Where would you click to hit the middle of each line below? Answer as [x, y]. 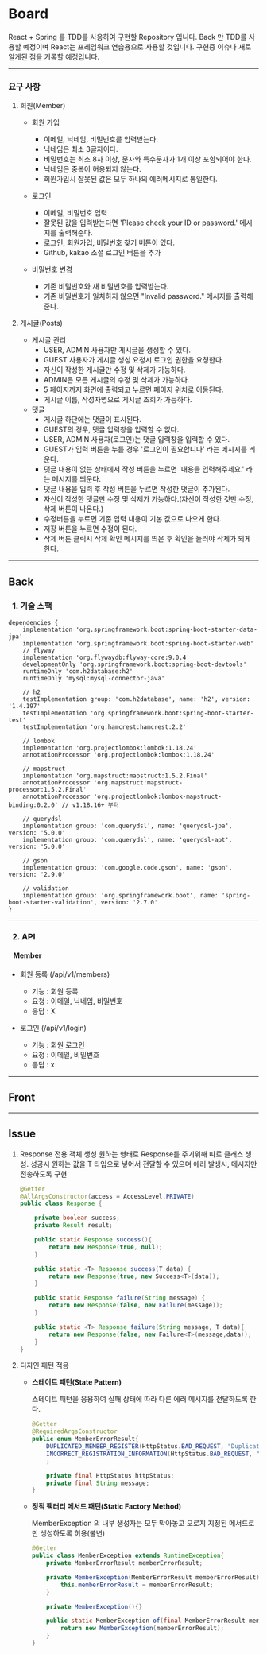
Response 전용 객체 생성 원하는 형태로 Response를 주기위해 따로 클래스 [132, 1154]
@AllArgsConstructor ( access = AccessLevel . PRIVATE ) [107, 1196]
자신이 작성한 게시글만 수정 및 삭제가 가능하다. [114, 370]
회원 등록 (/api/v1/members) [65, 974]
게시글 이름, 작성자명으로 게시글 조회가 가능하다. [118, 400]
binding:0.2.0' [33, 805]
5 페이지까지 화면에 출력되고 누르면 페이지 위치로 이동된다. [133, 389]
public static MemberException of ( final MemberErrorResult [146, 1621]
